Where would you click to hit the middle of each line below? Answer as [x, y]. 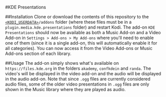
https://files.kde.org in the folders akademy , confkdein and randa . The [78, 68]
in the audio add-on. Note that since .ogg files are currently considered [78, 79]
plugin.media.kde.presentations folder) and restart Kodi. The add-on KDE [80, 27]
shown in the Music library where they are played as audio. [65, 89]
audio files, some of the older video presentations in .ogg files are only [77, 84]
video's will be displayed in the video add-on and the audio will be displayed [83, 73]
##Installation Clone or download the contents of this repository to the [77, 17]
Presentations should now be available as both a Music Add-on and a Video [83, 32]
